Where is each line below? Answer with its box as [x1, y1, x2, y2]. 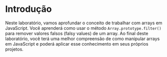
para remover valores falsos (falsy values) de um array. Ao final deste [5, 30, 148, 36]
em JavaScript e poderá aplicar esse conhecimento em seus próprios [5, 41, 148, 47]
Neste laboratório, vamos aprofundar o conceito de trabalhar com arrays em [5, 20, 162, 26]
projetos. [5, 46, 23, 52]
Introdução [5, 3, 52, 15]
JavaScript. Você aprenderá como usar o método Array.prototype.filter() [5, 25, 161, 31]
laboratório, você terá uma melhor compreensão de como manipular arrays [5, 36, 160, 42]
